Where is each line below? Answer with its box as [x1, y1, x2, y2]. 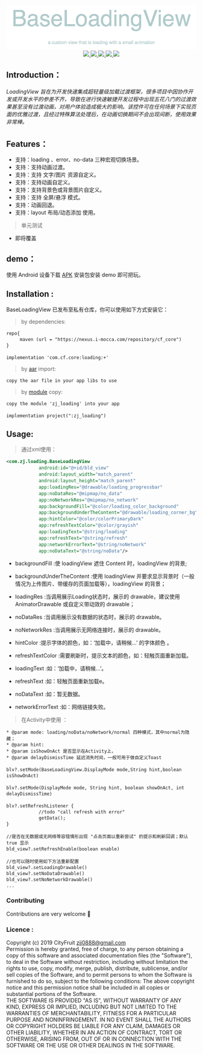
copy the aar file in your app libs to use [6, 377, 117, 384]
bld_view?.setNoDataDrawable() [6, 870, 85, 876]
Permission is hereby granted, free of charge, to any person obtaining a [6, 945, 184, 953]
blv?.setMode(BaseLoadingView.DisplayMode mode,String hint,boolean [6, 766, 182, 772]
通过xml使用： [20, 446, 57, 453]
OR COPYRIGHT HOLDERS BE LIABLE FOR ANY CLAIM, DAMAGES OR [6, 1023, 181, 1030]
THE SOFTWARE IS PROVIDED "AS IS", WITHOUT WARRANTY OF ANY [6, 997, 182, 1004]
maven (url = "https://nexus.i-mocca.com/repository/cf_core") [19, 336, 182, 343]
